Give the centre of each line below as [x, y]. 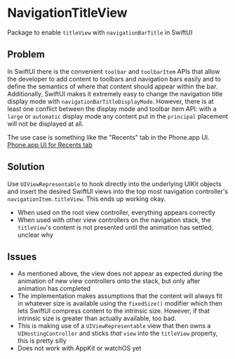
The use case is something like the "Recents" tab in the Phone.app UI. [108, 137]
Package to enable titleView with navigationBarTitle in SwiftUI [100, 32]
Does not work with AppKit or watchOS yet [79, 348]
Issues [22, 257]
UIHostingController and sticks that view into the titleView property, [117, 333]
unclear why [35, 235]
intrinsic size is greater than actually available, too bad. [97, 318]
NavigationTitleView [67, 13]
